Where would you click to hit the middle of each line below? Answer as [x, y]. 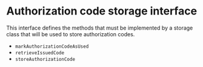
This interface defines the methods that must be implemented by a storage [100, 28]
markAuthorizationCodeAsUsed [52, 46]
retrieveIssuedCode [40, 53]
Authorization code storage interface [102, 11]
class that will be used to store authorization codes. [71, 34]
